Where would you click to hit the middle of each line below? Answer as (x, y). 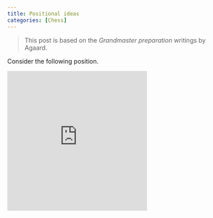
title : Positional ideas (43, 14)
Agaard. (36, 48)
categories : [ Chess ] (37, 20)
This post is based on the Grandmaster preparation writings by (115, 40)
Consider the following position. (53, 61)
